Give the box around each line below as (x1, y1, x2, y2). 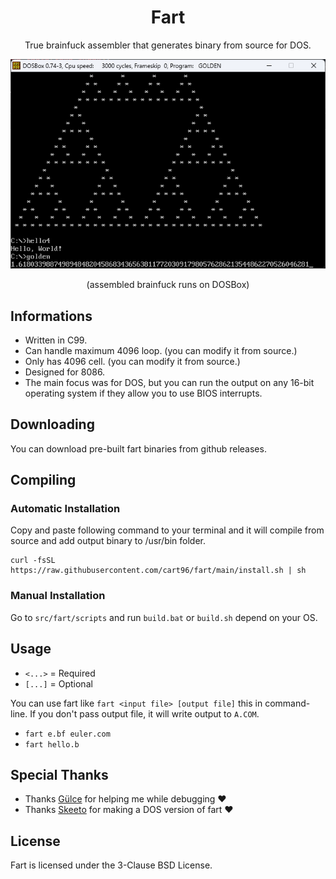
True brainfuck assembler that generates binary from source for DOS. (24, 39, 312, 51)
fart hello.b (24, 739, 80, 750)
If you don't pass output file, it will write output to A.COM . (29, 707, 260, 720)
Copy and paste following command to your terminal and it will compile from (10, 524, 325, 536)
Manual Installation (10, 589, 106, 603)
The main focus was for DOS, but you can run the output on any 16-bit (24, 376, 315, 388)
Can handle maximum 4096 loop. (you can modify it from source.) (24, 344, 298, 356)
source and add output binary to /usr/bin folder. (10, 535, 207, 547)
